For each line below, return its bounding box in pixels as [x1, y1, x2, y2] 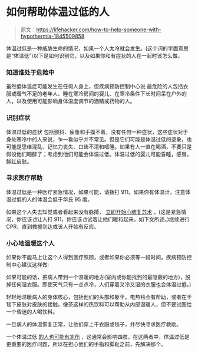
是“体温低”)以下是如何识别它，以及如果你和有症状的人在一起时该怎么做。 [6, 52, 183, 59]
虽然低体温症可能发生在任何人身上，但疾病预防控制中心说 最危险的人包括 [6, 83, 183, 90]
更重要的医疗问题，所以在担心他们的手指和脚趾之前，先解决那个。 [6, 341, 166, 348]
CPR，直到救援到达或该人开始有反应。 [6, 223, 100, 230]
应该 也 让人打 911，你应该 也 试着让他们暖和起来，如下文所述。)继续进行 [21, 216, 190, 223]
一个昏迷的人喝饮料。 [6, 308, 58, 315]
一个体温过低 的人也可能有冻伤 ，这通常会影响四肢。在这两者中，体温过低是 [6, 334, 190, 341]
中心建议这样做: [11, 261, 49, 268]
